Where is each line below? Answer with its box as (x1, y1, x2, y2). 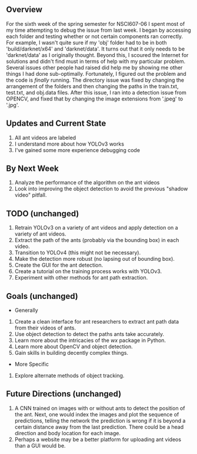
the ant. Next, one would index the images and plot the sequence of (14, 411, 179, 418)
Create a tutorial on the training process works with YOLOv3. (14, 268, 162, 275)
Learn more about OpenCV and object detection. (14, 343, 133, 350)
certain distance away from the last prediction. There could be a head (14, 423, 184, 431)
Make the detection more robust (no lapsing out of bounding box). (14, 255, 175, 263)
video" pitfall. (14, 191, 47, 199)
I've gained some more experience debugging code (14, 146, 140, 153)
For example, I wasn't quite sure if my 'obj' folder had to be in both (6, 39, 167, 46)
